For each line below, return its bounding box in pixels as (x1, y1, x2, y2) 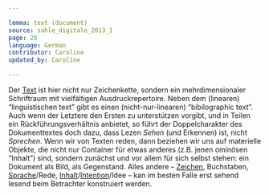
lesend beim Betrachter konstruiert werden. (8, 179, 153, 189)
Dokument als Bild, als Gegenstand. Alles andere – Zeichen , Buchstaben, (8, 162, 249, 171)
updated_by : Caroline (8, 56, 81, 64)
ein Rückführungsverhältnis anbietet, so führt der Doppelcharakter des (8, 120, 243, 128)
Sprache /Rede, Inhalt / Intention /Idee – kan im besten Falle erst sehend (8, 170, 239, 180)
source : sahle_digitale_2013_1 (8, 26, 113, 35)
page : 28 (8, 34, 38, 42)
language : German (8, 41, 67, 49)
